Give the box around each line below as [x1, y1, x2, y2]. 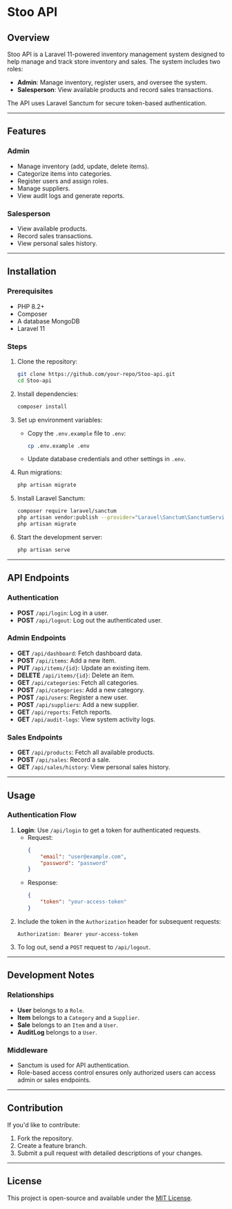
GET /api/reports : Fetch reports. [17, 708, 113, 716]
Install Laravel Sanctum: [17, 494, 86, 503]
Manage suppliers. [17, 184, 70, 192]
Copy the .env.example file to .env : [27, 429, 126, 437]
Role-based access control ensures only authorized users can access [17, 1068, 216, 1077]
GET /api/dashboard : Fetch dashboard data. [17, 649, 143, 657]
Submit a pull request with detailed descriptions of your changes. [17, 1149, 203, 1157]
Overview [7, 32, 50, 44]
